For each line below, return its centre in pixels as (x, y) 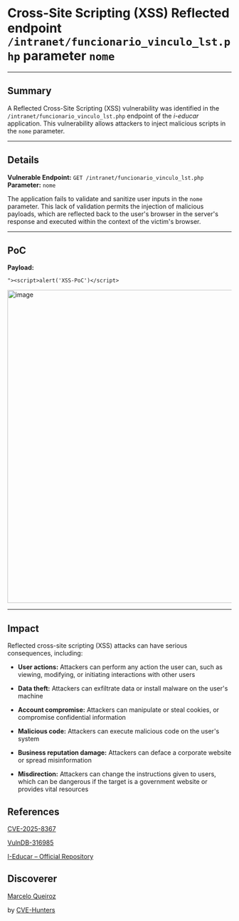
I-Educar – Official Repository (51, 856)
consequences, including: (45, 653)
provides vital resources (53, 789)
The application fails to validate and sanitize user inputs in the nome (105, 198)
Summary (30, 91)
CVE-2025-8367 (32, 829)
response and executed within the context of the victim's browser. (104, 221)
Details (23, 160)
